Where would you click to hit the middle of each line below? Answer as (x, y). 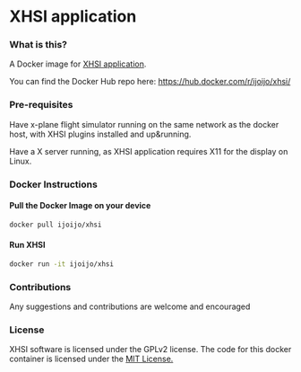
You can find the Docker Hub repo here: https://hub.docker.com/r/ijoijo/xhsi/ (150, 82)
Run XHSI (27, 245)
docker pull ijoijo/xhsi (56, 225)
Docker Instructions (54, 184)
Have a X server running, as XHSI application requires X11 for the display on (149, 151)
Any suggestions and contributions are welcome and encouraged (130, 306)
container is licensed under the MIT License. (91, 359)
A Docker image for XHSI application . (78, 64)
